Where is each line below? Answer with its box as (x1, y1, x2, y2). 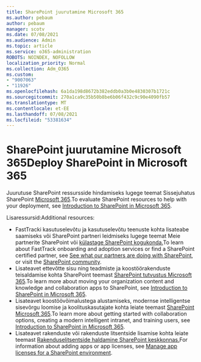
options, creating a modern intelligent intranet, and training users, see (15, 317, 191, 324)
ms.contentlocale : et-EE (6, 105, 69, 112)
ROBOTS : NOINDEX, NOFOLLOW (6, 54, 75, 60)
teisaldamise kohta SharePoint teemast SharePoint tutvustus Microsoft (15, 271, 192, 278)
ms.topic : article (6, 43, 53, 49)
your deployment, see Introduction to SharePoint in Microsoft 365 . (6, 202, 172, 209)
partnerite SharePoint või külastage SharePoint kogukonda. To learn (15, 239, 184, 246)
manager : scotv (6, 26, 45, 32)
